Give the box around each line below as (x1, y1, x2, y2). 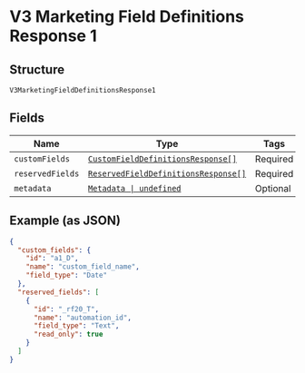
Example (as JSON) (9, 213, 121, 229)
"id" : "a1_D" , (25, 254, 79, 263)
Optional (254, 182, 291, 194)
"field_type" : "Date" (25, 270, 107, 280)
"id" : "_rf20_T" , (33, 304, 100, 314)
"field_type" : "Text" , (33, 321, 120, 330)
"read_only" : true (33, 329, 103, 339)
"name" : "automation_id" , (33, 313, 132, 322)
